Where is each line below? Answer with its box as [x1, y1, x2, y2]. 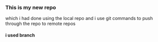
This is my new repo [5, 4, 56, 11]
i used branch [5, 32, 35, 38]
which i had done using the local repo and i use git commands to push [5, 15, 153, 21]
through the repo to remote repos [5, 20, 76, 26]
